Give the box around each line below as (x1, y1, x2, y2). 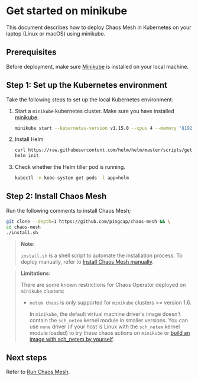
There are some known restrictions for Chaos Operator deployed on (20, 281, 186, 288)
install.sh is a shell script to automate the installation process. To (20, 252, 183, 259)
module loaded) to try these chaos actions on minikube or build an (29, 329, 190, 336)
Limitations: (20, 270, 51, 277)
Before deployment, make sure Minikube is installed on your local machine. (6, 63, 189, 70)
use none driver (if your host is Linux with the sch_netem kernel (29, 323, 180, 330)
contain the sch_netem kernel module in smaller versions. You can (29, 316, 188, 324)
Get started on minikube (6, 4, 128, 18)
